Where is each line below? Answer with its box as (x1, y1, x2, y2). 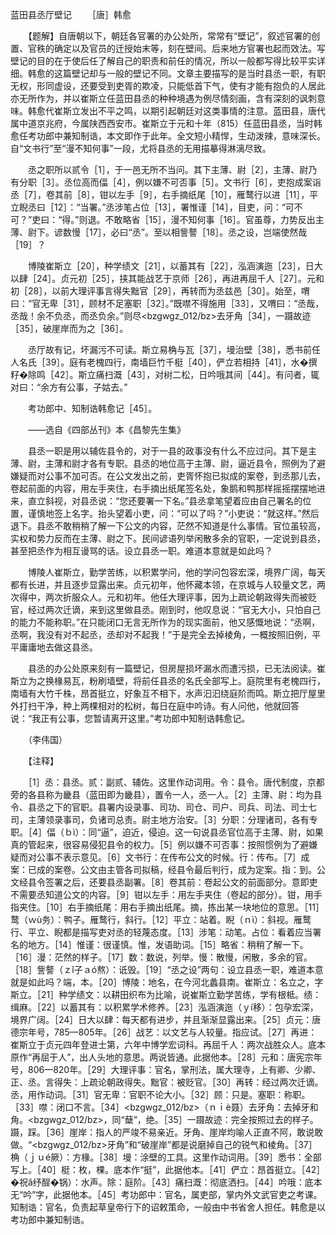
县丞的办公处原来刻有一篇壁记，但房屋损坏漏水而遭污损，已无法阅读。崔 (27, 663, 326, 674)
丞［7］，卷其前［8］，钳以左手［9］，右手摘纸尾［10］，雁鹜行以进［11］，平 (10, 189, 319, 200)
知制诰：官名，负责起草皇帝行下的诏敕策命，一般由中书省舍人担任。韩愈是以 (10, 1201, 326, 1213)
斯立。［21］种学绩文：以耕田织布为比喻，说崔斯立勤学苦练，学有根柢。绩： (10, 989, 322, 1000)
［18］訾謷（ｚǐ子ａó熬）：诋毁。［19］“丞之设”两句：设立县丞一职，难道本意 (10, 964, 324, 975)
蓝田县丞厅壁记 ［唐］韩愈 (10, 9, 132, 20)
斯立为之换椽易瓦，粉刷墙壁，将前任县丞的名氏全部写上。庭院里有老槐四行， (10, 675, 326, 687)
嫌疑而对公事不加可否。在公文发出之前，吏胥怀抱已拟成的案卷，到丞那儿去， (10, 470, 326, 482)
